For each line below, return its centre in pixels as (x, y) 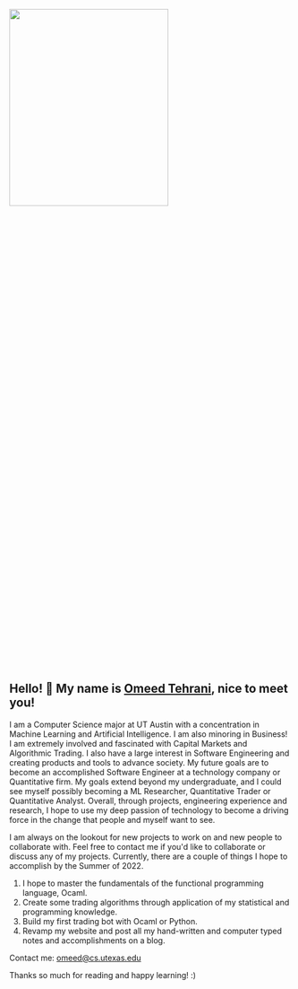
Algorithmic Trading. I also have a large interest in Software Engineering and (149, 753)
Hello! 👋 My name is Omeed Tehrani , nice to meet (149, 689)
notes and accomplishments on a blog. (94, 940)
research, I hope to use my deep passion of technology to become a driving (149, 810)
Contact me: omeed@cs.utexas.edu (75, 958)
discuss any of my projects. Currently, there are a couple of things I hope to (149, 856)
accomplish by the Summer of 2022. (77, 865)
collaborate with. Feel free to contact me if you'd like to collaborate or (137, 846)
